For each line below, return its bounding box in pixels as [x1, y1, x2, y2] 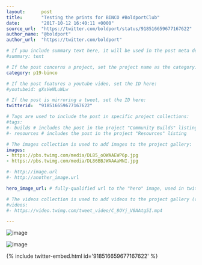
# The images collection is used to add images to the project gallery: [6, 141, 192, 148]
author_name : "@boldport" [6, 31, 71, 37]
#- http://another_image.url [6, 175, 79, 181]
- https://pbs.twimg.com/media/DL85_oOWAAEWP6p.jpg [6, 152, 138, 158]
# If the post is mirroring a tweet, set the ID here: [6, 97, 147, 103]
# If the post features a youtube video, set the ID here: [6, 81, 158, 87]
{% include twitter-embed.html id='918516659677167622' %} [6, 252, 158, 260]
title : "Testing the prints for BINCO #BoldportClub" [6, 14, 161, 20]
